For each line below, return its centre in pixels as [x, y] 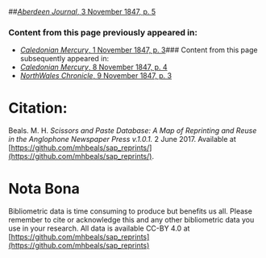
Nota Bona [44, 189]
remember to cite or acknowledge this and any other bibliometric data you [131, 220]
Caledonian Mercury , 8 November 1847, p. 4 [94, 67]
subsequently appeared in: [64, 59]
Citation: [38, 108]
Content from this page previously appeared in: [103, 32]
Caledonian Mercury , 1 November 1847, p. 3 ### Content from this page [139, 50]
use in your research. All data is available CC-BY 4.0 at [99, 228]
